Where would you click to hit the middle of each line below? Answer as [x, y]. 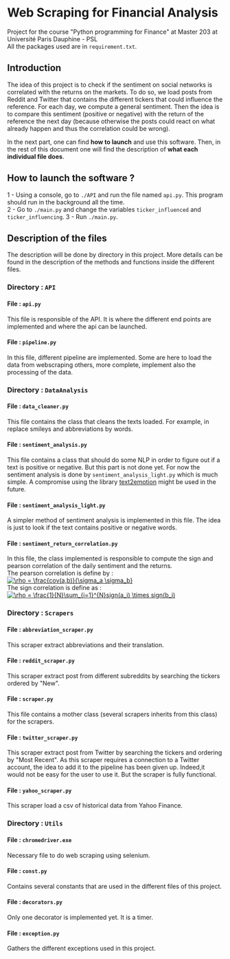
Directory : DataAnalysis [48, 390]
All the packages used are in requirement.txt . [72, 46]
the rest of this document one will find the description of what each [103, 149]
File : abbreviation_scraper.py [50, 629]
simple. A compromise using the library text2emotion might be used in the [112, 482]
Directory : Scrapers [41, 613]
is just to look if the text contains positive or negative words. [92, 527]
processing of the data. [40, 372]
